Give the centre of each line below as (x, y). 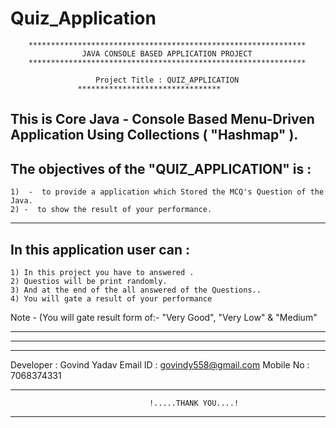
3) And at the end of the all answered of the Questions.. (136, 290)
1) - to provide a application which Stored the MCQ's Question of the (167, 192)
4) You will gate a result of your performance (111, 298)
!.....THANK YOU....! (194, 403)
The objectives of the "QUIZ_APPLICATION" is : (161, 168)
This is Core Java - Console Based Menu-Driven (162, 119)
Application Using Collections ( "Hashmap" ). (154, 135)
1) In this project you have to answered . (102, 272)
